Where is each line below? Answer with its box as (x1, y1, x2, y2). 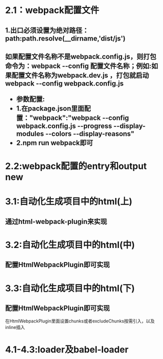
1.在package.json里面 (16, 104, 85, 112)
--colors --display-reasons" (45, 129, 135, 138)
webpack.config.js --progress (16, 121, 112, 130)
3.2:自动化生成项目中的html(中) (5, 239, 135, 250)
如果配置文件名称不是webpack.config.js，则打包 (5, 52, 157, 60)
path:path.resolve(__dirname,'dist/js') (5, 34, 126, 42)
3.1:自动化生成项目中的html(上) (5, 196, 133, 207)
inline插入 (5, 324, 25, 330)
